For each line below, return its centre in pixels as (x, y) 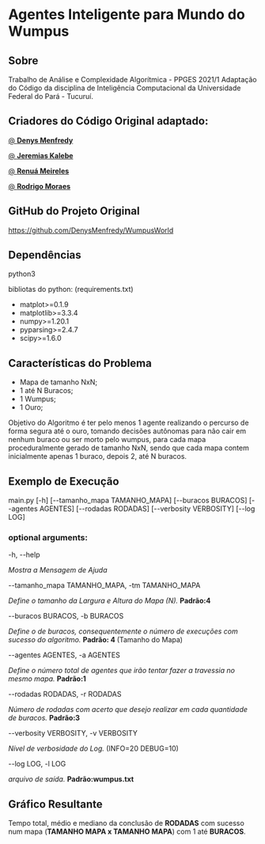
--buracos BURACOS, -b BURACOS (66, 616)
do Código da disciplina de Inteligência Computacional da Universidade (125, 88)
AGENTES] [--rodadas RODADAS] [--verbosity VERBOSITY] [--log (147, 509)
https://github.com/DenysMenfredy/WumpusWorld (91, 230)
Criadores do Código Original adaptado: (108, 121)
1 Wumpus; (38, 399)
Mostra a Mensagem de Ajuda (58, 570)
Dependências (45, 255)
